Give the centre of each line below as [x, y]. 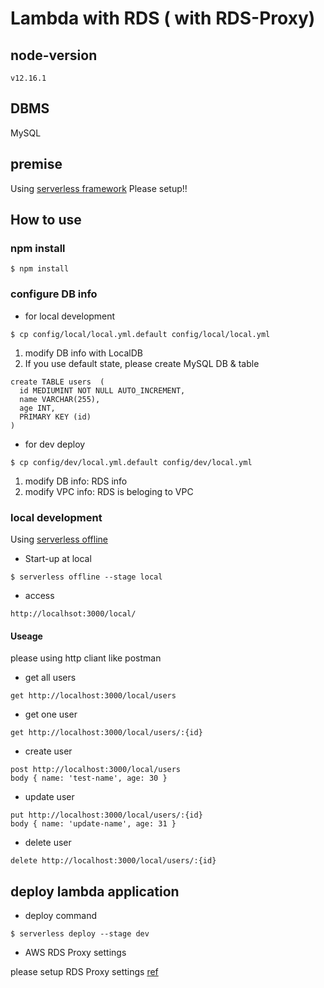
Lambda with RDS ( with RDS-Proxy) [163, 18]
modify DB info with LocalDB [83, 353]
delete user [48, 843]
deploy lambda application [95, 891]
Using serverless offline [59, 539]
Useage [26, 636]
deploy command [61, 915]
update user [49, 797]
